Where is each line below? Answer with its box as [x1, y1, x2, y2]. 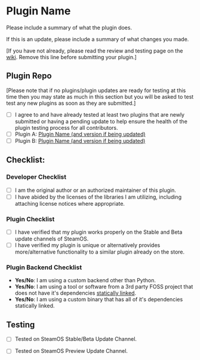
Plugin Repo [6, 71, 52, 81]
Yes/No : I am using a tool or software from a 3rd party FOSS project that [14, 283, 193, 291]
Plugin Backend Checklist [6, 263, 82, 271]
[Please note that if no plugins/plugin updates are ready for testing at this [6, 87, 186, 94]
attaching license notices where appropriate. [14, 200, 125, 207]
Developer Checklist [6, 173, 67, 181]
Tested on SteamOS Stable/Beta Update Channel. [14, 335, 137, 343]
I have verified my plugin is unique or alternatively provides [14, 242, 161, 249]
